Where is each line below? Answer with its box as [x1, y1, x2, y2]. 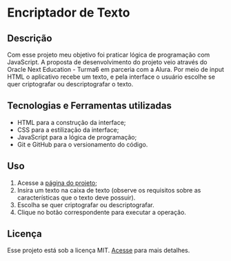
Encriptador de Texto [7, 5, 130, 21]
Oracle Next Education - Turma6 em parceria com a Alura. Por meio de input [7, 66, 224, 73]
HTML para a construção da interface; [17, 118, 126, 126]
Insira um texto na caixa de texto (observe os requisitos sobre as [17, 186, 201, 194]
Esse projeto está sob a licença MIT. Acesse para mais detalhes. [7, 246, 190, 255]
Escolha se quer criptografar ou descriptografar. [17, 200, 155, 209]
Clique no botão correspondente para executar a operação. [17, 208, 186, 216]
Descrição [7, 32, 52, 44]
